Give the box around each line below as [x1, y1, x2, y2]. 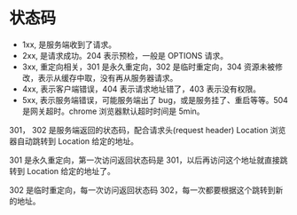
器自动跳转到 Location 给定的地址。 [9, 135, 139, 147]
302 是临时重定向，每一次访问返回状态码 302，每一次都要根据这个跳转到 [9, 184, 276, 195]
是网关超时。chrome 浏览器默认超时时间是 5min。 [21, 106, 206, 116]
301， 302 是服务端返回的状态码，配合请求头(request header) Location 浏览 [9, 124, 286, 135]
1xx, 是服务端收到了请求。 [21, 39, 117, 50]
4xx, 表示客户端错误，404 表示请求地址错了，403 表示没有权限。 [21, 84, 262, 94]
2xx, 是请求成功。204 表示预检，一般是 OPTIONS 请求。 [21, 50, 229, 60]
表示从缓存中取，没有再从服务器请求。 [37, 72, 178, 83]
